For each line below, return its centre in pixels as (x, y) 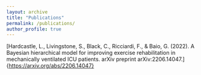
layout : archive (27, 12)
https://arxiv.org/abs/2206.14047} (51, 66)
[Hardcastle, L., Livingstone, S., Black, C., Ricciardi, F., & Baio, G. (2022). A (100, 46)
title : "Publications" (35, 18)
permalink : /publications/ (41, 23)
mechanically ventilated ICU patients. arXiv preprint (71, 59)
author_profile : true (34, 29)
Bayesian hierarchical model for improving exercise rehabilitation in (91, 53)
